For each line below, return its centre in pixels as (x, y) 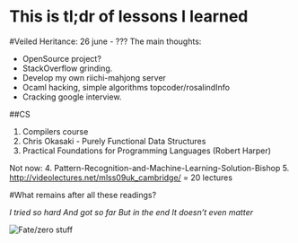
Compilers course (55, 131)
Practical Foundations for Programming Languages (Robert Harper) (147, 151)
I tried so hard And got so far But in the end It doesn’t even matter (131, 212)
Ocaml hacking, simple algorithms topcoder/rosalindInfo (126, 87)
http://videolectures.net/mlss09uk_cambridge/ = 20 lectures (121, 178)
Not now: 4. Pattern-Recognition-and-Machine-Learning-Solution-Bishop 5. (149, 168)
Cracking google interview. (72, 97)
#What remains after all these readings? (83, 195)
